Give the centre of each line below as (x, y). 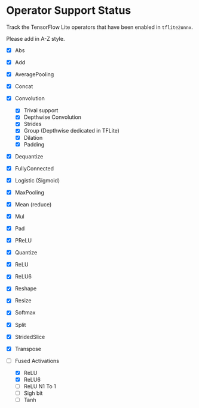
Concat (24, 86)
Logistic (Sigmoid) (37, 180)
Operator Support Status (69, 10)
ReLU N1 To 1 (40, 386)
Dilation (33, 137)
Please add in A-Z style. (36, 38)
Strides (33, 124)
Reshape (26, 289)
